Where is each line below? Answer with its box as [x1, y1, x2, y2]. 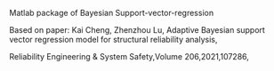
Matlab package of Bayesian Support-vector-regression [9, 8, 214, 18]
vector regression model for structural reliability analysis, [9, 35, 218, 44]
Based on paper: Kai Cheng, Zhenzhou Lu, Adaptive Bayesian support [9, 25, 265, 35]
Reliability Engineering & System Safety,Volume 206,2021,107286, [9, 51, 249, 61]
